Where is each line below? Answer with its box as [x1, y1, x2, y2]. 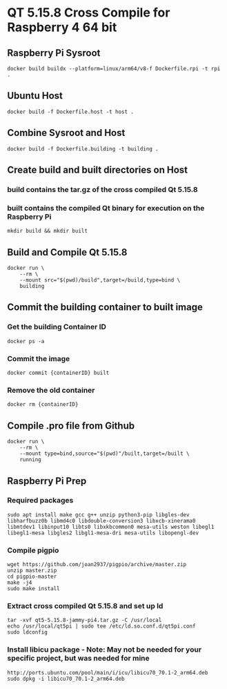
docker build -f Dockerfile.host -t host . [7, 108, 135, 115]
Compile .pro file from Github [7, 420, 135, 431]
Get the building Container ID [7, 322, 107, 332]
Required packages [7, 496, 74, 505]
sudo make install [7, 585, 60, 592]
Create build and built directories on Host [7, 164, 188, 176]
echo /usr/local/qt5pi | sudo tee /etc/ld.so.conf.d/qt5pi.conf [7, 623, 196, 630]
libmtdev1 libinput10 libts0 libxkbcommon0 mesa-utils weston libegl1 [7, 523, 215, 530]
